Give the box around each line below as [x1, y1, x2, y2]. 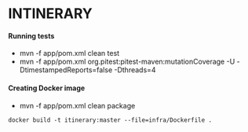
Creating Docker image [8, 83, 86, 93]
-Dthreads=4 [113, 65, 156, 75]
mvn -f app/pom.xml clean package [19, 101, 136, 110]
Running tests [8, 31, 55, 40]
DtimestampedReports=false [19, 65, 113, 75]
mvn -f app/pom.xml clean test [19, 49, 120, 58]
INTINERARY [8, 5, 93, 23]
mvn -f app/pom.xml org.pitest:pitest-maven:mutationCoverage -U [19, 57, 235, 67]
